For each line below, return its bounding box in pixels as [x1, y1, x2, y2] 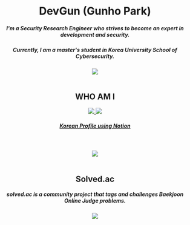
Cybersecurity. [75, 53, 115, 60]
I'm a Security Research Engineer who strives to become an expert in [6, 24, 184, 31]
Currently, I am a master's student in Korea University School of [12, 47, 178, 54]
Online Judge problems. [64, 197, 126, 204]
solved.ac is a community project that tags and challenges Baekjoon [6, 191, 184, 198]
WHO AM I [74, 91, 116, 102]
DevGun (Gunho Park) [38, 4, 152, 18]
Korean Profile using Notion [59, 122, 131, 129]
